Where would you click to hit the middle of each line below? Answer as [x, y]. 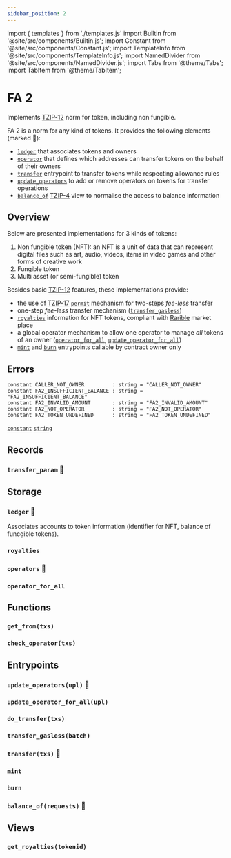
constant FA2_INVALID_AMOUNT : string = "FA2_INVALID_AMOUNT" [108, 403]
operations [32, 188]
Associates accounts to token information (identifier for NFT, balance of [109, 527]
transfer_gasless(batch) [49, 736]
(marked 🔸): [24, 138]
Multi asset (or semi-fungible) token [68, 277]
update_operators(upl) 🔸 [48, 684]
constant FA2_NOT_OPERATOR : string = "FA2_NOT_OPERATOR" [104, 409]
